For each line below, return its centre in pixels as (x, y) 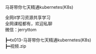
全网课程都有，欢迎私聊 (29, 24)
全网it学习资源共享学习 (28, 18)
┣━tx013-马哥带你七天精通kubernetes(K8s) (48, 40)
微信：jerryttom (21, 30)
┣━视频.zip (16, 46)
